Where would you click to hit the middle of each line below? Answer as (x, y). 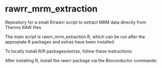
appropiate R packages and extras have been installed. (60, 41)
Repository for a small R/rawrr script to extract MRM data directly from (76, 22)
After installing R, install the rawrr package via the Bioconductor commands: (81, 60)
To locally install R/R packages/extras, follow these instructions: (69, 51)
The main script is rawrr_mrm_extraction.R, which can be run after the (75, 37)
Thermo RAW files (23, 27)
